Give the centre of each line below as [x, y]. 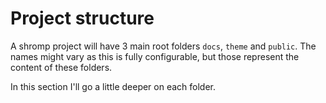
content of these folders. [61, 67]
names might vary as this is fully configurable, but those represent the [155, 56]
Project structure [82, 18]
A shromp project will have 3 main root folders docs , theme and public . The [163, 46]
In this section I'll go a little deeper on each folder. [113, 86]
